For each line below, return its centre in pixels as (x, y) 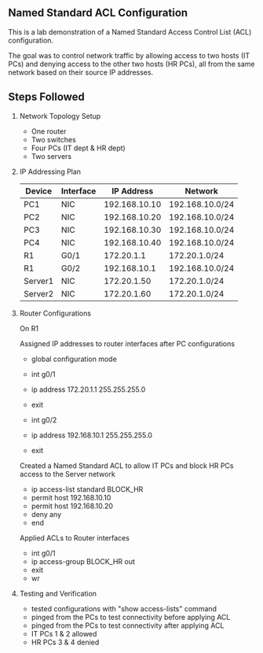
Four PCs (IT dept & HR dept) (78, 148)
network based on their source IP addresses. (81, 72)
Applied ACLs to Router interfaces (74, 537)
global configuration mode (74, 359)
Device (39, 190)
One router (49, 131)
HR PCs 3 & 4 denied (65, 642)
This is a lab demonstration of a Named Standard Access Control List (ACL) (130, 31)
